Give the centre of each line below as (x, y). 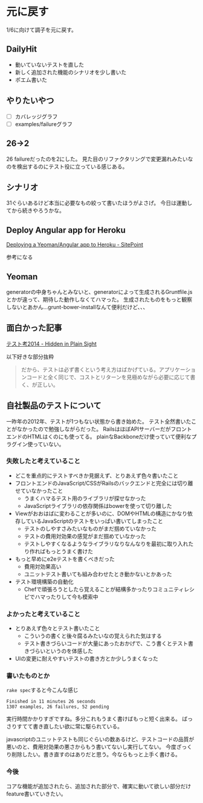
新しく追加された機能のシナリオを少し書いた (71, 72)
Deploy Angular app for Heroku (66, 230)
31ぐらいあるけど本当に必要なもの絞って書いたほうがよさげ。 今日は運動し (99, 203)
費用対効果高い (43, 566)
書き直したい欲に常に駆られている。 (78, 727)
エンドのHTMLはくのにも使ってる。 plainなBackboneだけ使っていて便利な (99, 436)
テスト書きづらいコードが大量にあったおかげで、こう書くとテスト (106, 644)
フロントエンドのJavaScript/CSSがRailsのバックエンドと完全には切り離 (104, 483)
